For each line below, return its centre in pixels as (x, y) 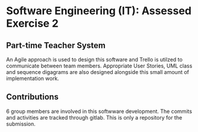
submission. (21, 124)
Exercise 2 (32, 23)
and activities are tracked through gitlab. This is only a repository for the (94, 117)
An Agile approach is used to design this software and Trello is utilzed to (94, 59)
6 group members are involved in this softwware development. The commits (99, 111)
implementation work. (33, 78)
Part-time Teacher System (56, 45)
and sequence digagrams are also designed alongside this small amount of (98, 72)
